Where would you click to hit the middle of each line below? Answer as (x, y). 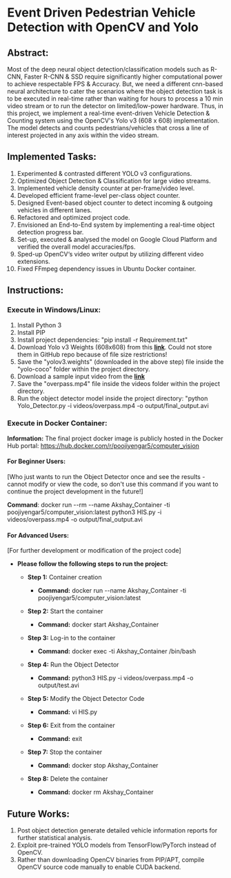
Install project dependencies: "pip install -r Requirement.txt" (102, 340)
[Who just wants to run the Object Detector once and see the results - (106, 477)
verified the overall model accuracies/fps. (76, 247)
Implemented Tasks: (52, 157)
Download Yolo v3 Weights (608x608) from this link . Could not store (114, 347)
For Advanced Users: (38, 535)
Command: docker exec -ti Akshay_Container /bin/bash (117, 651)
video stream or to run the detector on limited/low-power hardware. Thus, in (115, 106)
